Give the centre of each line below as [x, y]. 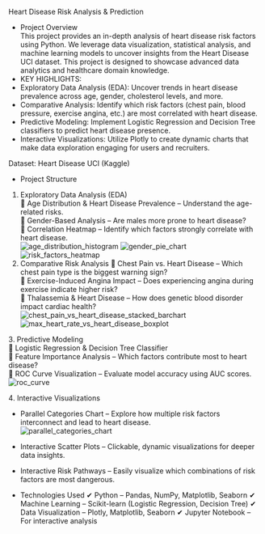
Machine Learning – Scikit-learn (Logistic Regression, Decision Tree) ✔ [138, 504]
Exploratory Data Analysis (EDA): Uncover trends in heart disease [129, 87]
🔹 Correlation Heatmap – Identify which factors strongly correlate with [137, 229]
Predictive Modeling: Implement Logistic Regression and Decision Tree [138, 122]
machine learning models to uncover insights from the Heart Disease [134, 53]
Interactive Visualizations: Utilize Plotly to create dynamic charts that [134, 139]
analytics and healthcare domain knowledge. [95, 70]
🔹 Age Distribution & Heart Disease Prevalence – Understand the [127, 203]
